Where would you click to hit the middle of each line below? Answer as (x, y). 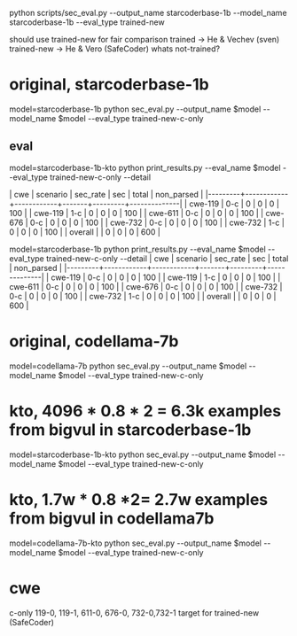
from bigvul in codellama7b (112, 518)
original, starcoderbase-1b (109, 85)
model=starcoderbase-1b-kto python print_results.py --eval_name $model (145, 167)
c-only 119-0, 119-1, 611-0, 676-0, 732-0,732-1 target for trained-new (134, 613)
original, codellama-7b (94, 341)
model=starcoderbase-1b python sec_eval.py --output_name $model (135, 109)
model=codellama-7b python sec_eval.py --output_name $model (128, 366)
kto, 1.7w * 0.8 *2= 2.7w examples (139, 499)
